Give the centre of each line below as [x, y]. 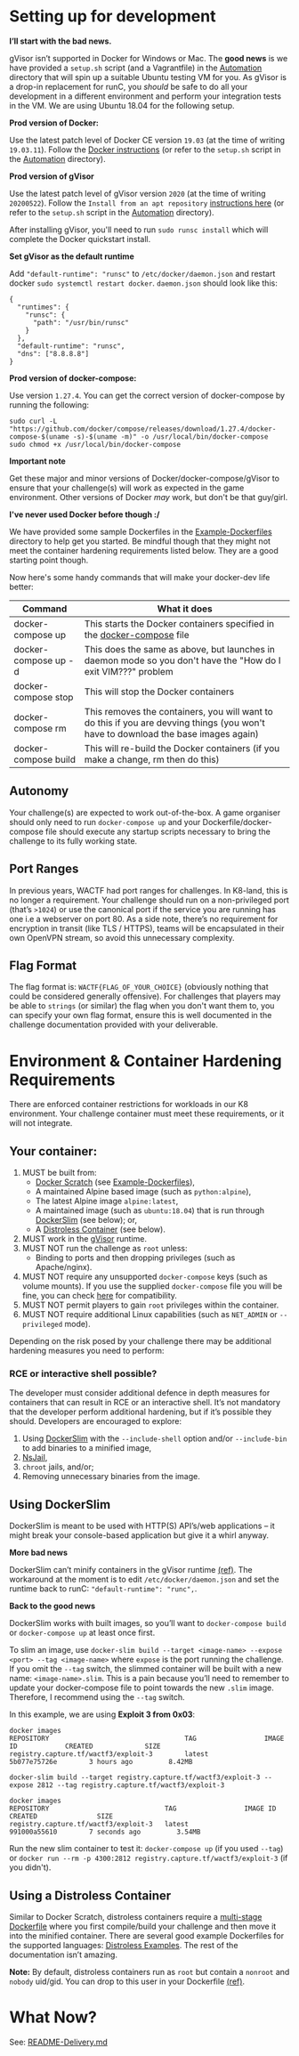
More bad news [39, 1553]
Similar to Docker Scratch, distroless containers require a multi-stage [136, 1917]
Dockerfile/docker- [237, 822]
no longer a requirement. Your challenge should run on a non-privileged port [149, 900]
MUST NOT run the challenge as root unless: [105, 1249]
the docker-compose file [137, 635]
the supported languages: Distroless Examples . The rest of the [124, 1946]
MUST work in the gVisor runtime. [84, 1239]
